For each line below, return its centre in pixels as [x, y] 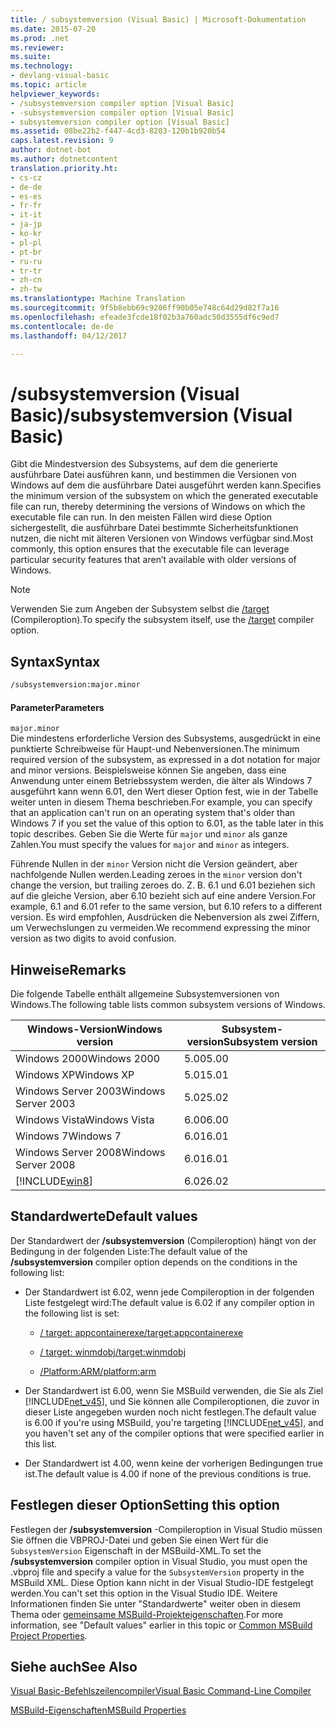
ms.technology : [42, 66]
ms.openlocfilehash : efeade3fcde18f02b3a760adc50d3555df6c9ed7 [145, 317]
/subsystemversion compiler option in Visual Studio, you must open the [159, 1561]
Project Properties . [49, 1635]
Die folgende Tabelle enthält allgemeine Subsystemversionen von [145, 994]
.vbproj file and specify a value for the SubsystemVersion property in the [157, 1572]
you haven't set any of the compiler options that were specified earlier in [174, 1433]
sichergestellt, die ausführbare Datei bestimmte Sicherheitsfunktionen [154, 528]
